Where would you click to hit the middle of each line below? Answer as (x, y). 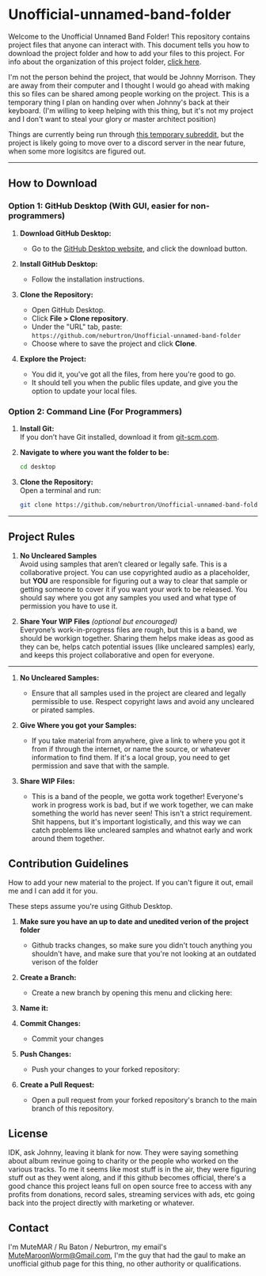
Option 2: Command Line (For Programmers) (95, 411)
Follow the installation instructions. (88, 279)
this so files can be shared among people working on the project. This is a (129, 93)
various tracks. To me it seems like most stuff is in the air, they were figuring (132, 1169)
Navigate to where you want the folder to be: (95, 452)
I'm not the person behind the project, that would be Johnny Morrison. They (132, 77)
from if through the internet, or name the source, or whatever (131, 749)
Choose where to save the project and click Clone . (114, 343)
